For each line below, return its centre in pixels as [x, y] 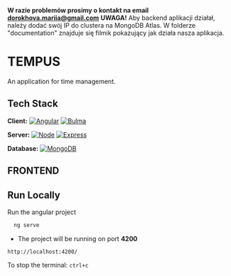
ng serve [27, 225]
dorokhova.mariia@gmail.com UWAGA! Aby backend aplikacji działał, [111, 18]
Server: [19, 134]
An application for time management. [61, 81]
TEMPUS [34, 62]
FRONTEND [33, 171]
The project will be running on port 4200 [77, 238]
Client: [17, 121]
